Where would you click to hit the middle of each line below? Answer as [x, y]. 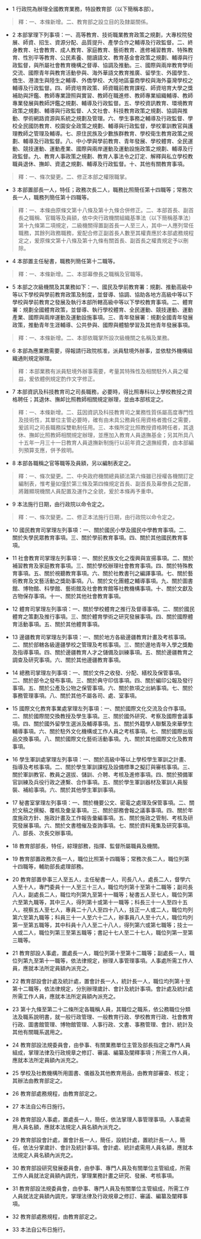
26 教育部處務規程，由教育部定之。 [56, 1093]
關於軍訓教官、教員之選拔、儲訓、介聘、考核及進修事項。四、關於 [94, 774]
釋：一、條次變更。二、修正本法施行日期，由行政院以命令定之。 [98, 517]
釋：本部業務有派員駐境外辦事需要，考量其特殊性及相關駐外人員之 [101, 371]
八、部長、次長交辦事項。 [44, 833]
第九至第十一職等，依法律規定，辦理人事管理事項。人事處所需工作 [105, 961]
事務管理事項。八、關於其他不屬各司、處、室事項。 [76, 695]
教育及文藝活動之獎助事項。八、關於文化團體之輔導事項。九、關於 [100, 581]
